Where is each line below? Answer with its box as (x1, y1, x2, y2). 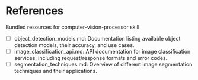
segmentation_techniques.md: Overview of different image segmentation (14, 61, 193, 68)
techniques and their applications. (14, 68, 97, 75)
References (5, 4, 63, 18)
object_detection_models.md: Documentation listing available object (14, 35, 181, 42)
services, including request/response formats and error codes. (14, 55, 168, 62)
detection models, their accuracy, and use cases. (14, 42, 135, 48)
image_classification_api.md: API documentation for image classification (14, 48, 191, 55)
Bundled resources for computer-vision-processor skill (5, 24, 140, 31)
